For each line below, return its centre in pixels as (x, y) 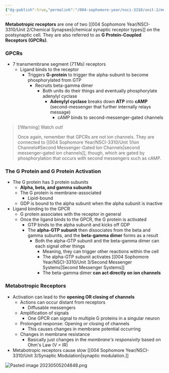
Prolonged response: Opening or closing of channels (75, 323)
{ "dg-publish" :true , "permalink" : (40, 10)
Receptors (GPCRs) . (26, 40)
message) (60, 112)
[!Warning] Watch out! (40, 127)
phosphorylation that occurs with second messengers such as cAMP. (90, 158)
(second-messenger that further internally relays (101, 106)
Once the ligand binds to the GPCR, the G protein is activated (83, 219)
